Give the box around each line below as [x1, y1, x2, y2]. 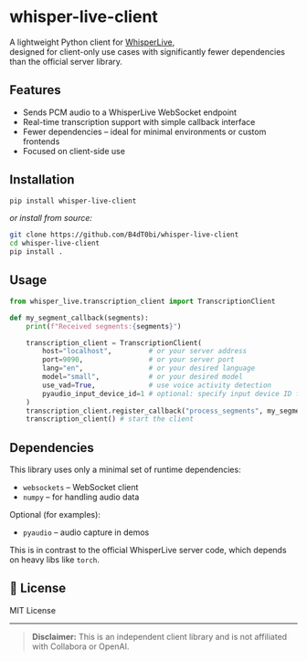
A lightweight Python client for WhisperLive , [9, 37, 175, 47]
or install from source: [9, 213, 93, 224]
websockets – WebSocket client [22, 482, 139, 493]
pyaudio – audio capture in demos [22, 527, 150, 538]
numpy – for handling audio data [22, 491, 140, 503]
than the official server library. [9, 56, 123, 67]
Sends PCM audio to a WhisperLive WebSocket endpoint [22, 107, 238, 118]
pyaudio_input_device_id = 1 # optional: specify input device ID [42, 389, 292, 398]
